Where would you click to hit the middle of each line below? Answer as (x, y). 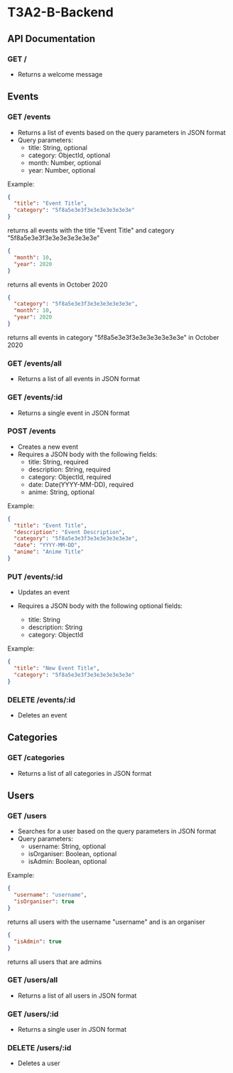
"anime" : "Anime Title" (49, 552)
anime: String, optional (61, 492)
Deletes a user (39, 1063)
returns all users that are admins (55, 961)
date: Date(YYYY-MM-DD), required (81, 484)
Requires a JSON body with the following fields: (87, 454)
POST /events (32, 431)
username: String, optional (67, 846)
